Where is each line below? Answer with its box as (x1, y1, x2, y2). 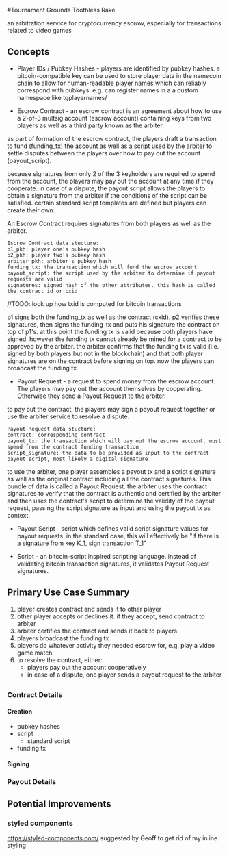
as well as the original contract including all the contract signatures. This (7, 475, 211, 483)
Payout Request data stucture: (7, 425, 96, 432)
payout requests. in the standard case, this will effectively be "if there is (16, 531, 219, 540)
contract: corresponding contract (7, 431, 106, 438)
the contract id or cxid (7, 288, 78, 294)
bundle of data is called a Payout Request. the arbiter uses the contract (7, 482, 208, 490)
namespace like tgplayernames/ (16, 93, 107, 101)
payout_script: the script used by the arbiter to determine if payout (7, 270, 215, 277)
